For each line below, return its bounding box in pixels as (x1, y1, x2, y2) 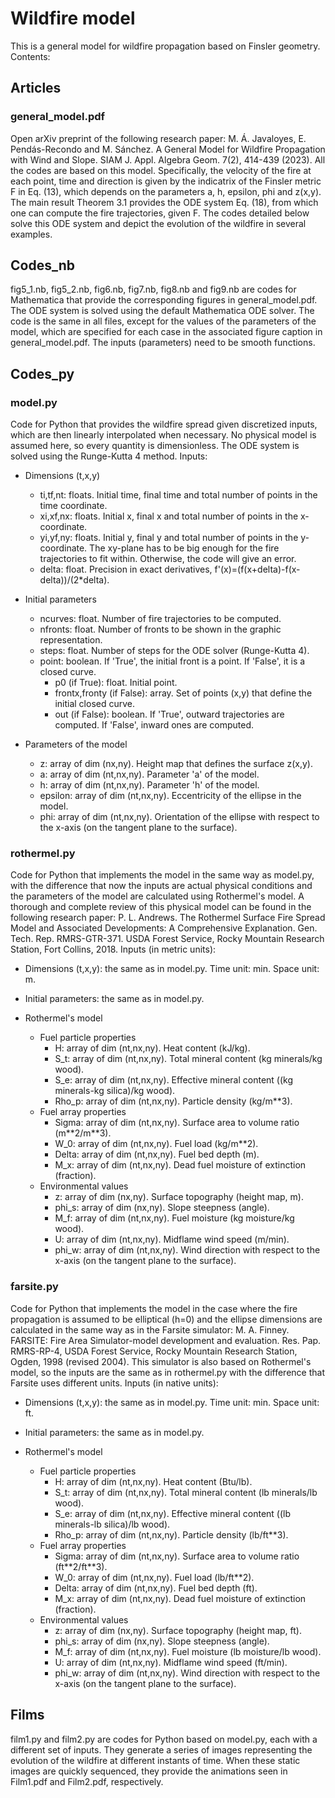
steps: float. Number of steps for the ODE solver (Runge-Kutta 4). (39, 645, 310, 657)
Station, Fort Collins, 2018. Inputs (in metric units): (10, 943, 217, 956)
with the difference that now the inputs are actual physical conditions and (10, 880, 313, 892)
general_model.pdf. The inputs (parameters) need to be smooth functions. (10, 337, 316, 349)
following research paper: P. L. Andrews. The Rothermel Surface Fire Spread (10, 912, 326, 924)
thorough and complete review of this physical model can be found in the (10, 901, 312, 913)
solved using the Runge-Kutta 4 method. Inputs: (10, 450, 208, 462)
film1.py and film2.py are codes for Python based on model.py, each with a (10, 1733, 318, 1745)
